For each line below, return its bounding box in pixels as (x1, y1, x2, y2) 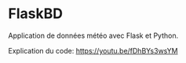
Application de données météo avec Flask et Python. (8, 31, 179, 40)
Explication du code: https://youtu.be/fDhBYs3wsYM (8, 46, 178, 55)
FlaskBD (8, 5, 63, 23)
